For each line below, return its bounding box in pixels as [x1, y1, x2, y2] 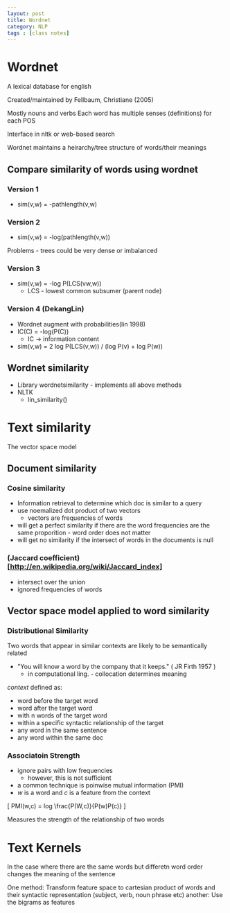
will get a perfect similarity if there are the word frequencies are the [17, 521, 210, 530]
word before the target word [17, 697, 98, 705]
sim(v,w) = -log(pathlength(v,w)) [17, 233, 111, 241]
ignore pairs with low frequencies [17, 767, 113, 775]
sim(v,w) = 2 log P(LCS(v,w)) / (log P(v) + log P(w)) [17, 342, 163, 350]
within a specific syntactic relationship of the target [17, 719, 164, 727]
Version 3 [7, 264, 40, 274]
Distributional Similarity [7, 625, 89, 635]
